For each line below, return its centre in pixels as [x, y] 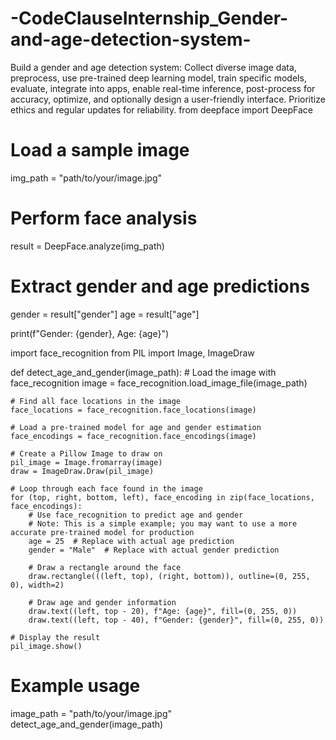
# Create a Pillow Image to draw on [86, 453]
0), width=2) [37, 585]
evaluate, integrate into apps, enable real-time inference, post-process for [163, 88]
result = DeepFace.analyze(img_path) [87, 246]
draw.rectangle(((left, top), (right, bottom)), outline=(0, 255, [169, 576]
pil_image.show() [46, 646]
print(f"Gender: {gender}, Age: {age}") [90, 333]
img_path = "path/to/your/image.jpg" [86, 178]
